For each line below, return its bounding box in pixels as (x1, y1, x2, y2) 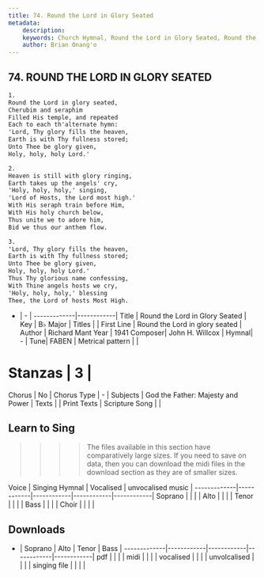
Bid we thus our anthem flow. (8, 223, 108, 231)
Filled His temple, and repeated (8, 113, 119, 121)
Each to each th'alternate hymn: (8, 120, 119, 129)
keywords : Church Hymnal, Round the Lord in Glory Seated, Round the (22, 33, 257, 42)
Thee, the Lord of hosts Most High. (8, 296, 129, 305)
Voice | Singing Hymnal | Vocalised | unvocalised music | (8, 483, 194, 492)
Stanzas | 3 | (8, 363, 92, 382)
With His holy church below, (8, 209, 104, 217)
